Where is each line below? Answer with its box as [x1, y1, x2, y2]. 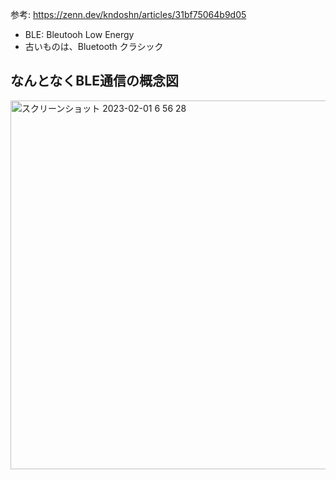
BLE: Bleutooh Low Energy [24, 29, 135, 40]
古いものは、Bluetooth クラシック [24, 41, 164, 52]
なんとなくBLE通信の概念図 [10, 73, 179, 90]
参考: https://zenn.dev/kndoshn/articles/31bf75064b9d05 [10, 9, 247, 20]
